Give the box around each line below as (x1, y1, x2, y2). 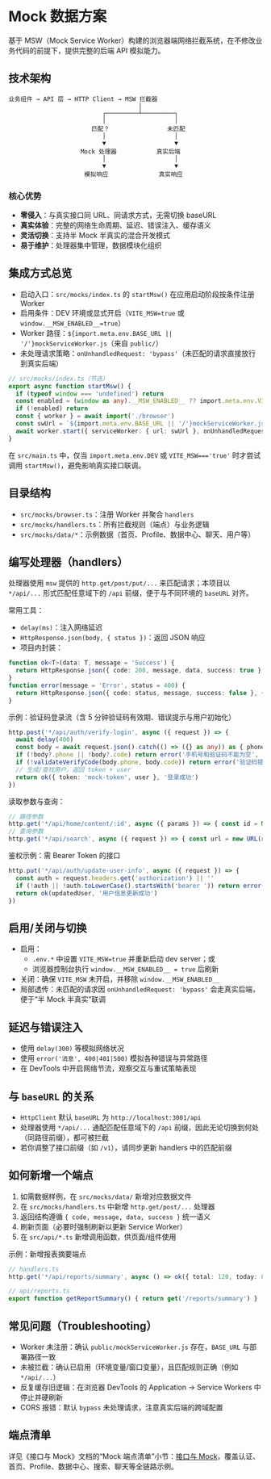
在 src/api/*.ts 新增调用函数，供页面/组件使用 (19, 1232, 177, 1242)
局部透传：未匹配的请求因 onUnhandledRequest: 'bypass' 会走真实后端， (19, 984, 261, 994)
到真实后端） (19, 358, 63, 368)
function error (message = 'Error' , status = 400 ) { (8, 681, 186, 689)
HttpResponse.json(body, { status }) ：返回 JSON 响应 (19, 633, 206, 643)
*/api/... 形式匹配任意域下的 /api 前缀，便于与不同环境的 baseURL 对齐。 (8, 589, 253, 598)
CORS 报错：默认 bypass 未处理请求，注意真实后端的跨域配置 (19, 1402, 223, 1413)
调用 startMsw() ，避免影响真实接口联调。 (8, 460, 146, 470)
